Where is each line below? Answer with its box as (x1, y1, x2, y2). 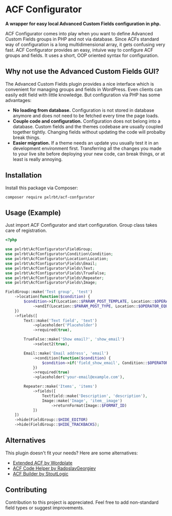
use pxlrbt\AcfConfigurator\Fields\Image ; (5, 280, 97, 285)
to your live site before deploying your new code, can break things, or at (12, 150, 165, 157)
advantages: (5, 97, 32, 103)
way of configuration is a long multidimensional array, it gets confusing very (5, 41, 165, 47)
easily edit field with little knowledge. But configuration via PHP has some (5, 91, 160, 98)
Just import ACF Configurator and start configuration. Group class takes (5, 222, 158, 228)
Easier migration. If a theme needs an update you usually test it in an (12, 140, 159, 146)
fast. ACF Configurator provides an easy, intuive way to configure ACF (5, 47, 154, 53)
